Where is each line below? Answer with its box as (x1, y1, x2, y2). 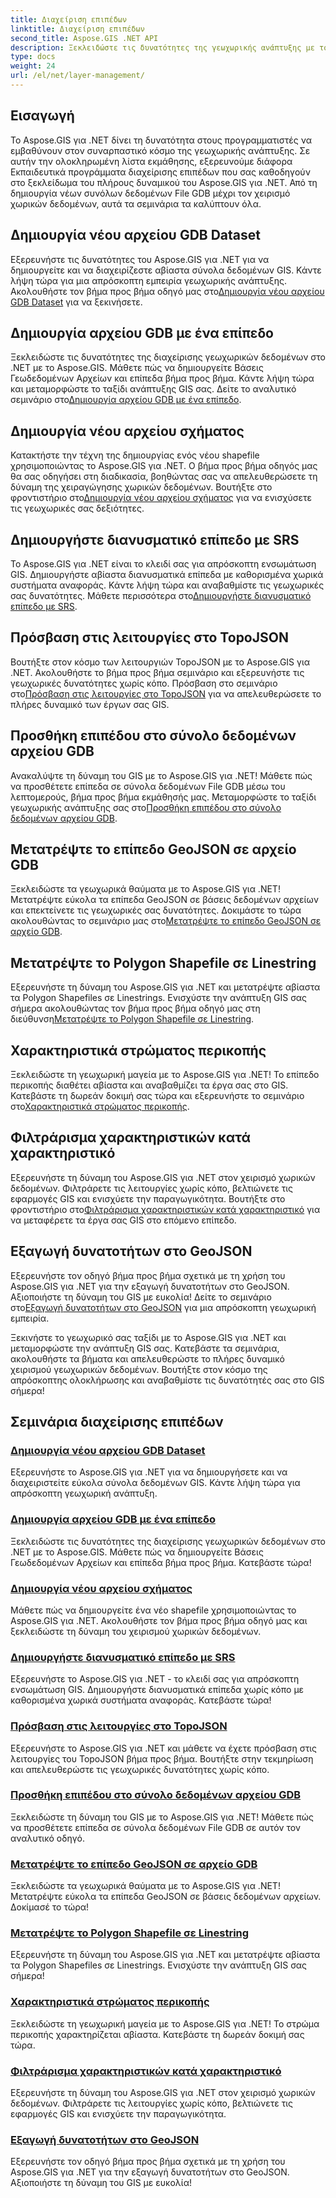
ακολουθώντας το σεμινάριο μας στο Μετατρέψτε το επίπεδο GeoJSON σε (10, 915, 322, 927)
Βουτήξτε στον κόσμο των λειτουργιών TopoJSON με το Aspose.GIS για (10, 656, 311, 668)
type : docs (10, 52, 56, 62)
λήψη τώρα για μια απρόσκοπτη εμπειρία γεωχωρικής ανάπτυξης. (10, 274, 287, 286)
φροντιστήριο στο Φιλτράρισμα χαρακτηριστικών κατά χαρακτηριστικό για (10, 1203, 321, 1215)
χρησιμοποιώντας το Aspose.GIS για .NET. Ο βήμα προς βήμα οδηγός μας (10, 460, 318, 472)
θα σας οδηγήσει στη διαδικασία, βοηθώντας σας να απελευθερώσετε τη (10, 471, 318, 483)
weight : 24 (10, 61, 56, 71)
